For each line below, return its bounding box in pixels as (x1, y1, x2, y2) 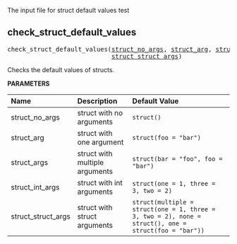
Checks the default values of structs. (7, 65, 115, 74)
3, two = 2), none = (132, 212, 201, 220)
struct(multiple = (132, 198, 194, 206)
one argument (77, 137, 124, 147)
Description (77, 95, 118, 105)
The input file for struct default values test (7, 6, 130, 14)
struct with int (77, 178, 123, 187)
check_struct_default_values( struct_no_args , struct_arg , (7, 45, 212, 53)
